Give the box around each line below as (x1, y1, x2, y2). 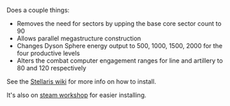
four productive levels (16, 49, 80, 57)
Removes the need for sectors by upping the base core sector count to (16, 20, 222, 27)
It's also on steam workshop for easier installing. (6, 91, 147, 99)
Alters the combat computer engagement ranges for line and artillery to (16, 56, 224, 65)
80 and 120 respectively (16, 64, 87, 72)
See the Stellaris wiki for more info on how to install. (6, 77, 156, 86)
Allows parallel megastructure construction (16, 34, 142, 43)
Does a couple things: (6, 6, 70, 14)
